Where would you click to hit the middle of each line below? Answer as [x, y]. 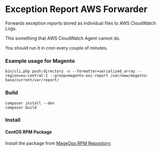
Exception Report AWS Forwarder [76, 9]
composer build [21, 107]
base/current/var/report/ [32, 80]
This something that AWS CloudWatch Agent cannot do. [63, 38]
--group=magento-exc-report [79, 76]
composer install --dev [30, 103]
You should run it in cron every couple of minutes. [56, 48]
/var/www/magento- [129, 76]
